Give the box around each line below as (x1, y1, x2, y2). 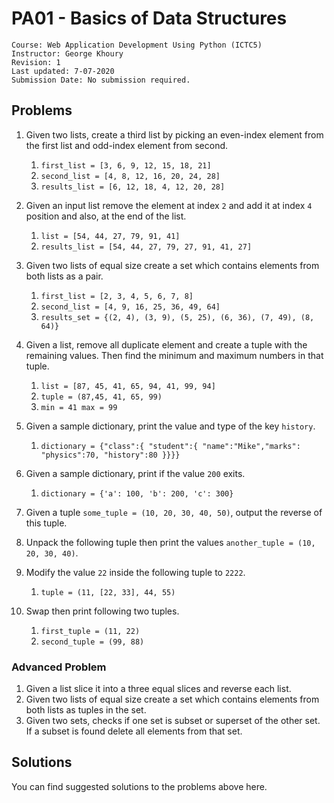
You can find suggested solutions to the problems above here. (11, 780, 268, 792)
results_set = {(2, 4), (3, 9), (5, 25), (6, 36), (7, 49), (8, (40, 312, 315, 322)
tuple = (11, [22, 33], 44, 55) (40, 587, 176, 597)
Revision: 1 (11, 57, 61, 67)
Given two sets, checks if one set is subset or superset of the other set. (25, 715, 321, 727)
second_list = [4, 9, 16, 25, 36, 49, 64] (40, 302, 221, 312)
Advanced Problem (11, 660, 107, 674)
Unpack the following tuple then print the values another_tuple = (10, (25, 536, 316, 548)
